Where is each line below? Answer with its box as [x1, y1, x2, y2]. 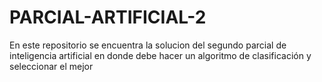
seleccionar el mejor [9, 60, 94, 72]
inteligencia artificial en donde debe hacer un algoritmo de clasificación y [9, 49, 312, 61]
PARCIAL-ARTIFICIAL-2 [9, 6, 207, 29]
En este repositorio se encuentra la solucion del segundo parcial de [9, 39, 287, 51]
